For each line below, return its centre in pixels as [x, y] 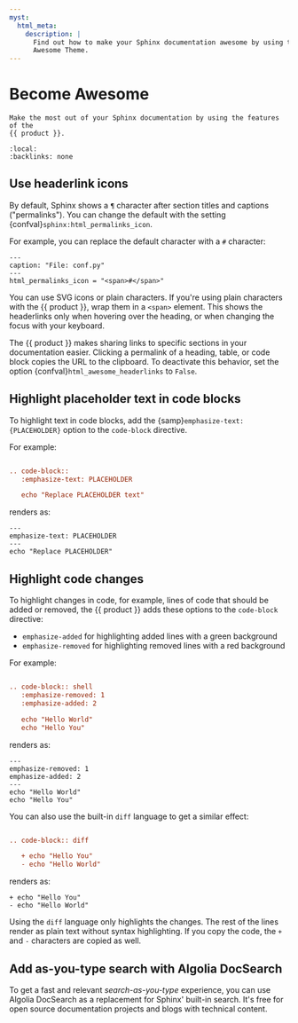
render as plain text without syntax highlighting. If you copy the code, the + [146, 932]
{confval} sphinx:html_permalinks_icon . [81, 224]
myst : [19, 17]
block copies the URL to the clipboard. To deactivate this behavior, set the [144, 361]
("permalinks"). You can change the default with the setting [118, 215]
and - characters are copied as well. [75, 940]
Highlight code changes [77, 579]
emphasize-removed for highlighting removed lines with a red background [153, 646]
